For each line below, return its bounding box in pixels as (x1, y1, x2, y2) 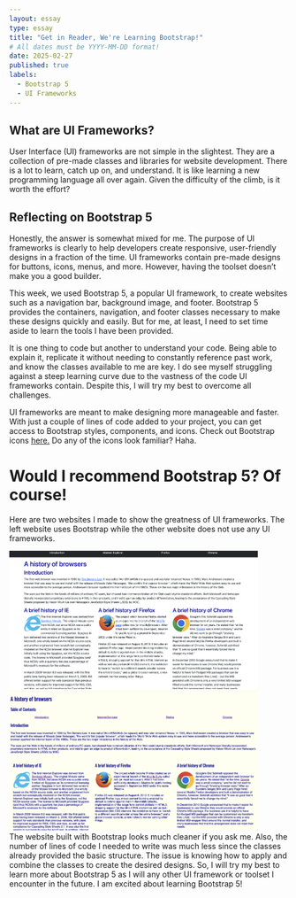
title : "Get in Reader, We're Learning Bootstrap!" (9, 33, 203, 42)
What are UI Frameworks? (9, 123, 155, 138)
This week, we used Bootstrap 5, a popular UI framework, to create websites (9, 288, 288, 298)
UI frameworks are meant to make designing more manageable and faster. (9, 407, 280, 418)
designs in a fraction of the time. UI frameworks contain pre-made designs (9, 252, 281, 263)
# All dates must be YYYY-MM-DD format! (9, 43, 161, 51)
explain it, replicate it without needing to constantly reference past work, (9, 352, 273, 363)
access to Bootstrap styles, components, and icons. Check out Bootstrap (9, 426, 276, 437)
